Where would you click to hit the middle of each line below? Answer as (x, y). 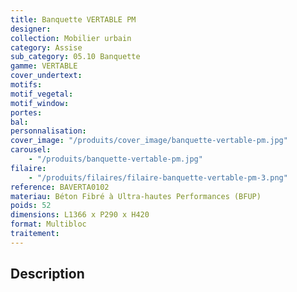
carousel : (31, 150)
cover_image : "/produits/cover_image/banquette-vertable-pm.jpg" (149, 141)
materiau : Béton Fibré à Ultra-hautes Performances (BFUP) (136, 196)
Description (47, 274)
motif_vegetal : (42, 94)
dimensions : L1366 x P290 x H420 (80, 215)
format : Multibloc (48, 224)
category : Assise (46, 47)
